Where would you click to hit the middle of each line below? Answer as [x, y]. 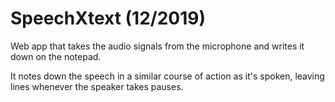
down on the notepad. [56, 56]
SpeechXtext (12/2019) [108, 18]
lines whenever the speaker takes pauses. [97, 86]
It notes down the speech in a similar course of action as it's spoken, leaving [167, 76]
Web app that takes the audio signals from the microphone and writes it [157, 46]
